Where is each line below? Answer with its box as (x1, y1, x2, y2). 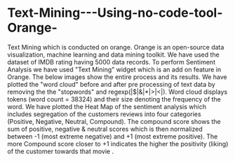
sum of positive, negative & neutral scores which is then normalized (7, 125, 203, 133)
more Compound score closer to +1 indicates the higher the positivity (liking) (7, 139, 229, 148)
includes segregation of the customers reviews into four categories (7, 110, 201, 118)
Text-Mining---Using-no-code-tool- (7, 5, 223, 21)
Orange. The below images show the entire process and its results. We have (7, 72, 228, 81)
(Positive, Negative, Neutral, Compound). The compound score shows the (7, 117, 221, 125)
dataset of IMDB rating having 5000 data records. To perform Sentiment (7, 57, 216, 66)
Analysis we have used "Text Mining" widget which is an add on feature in (7, 65, 222, 73)
